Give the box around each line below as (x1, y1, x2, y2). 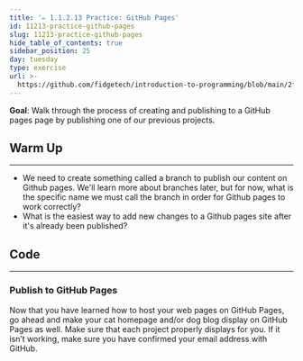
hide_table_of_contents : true (9, 38, 124, 48)
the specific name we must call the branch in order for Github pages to (22, 192, 286, 203)
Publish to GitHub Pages (9, 284, 118, 297)
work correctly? (22, 202, 81, 212)
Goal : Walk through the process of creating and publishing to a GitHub (9, 104, 271, 115)
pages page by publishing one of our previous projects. (9, 114, 216, 125)
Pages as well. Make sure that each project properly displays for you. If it (9, 323, 280, 334)
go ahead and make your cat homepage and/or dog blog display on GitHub (9, 314, 289, 325)
